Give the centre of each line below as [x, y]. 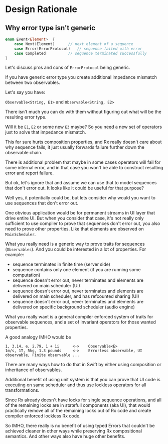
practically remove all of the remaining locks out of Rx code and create [78, 411]
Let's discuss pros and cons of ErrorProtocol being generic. [68, 68]
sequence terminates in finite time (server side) [61, 264]
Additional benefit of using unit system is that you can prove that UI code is [83, 380]
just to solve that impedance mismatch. [46, 132]
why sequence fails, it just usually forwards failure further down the [75, 147]
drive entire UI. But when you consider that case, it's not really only [74, 218]
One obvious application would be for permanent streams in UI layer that [80, 213]
